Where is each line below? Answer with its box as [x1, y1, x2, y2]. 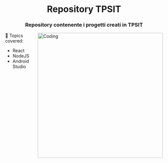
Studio [12, 63, 26, 69]
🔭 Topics [5, 32, 23, 38]
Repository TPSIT [46, 3, 121, 15]
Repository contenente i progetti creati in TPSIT [24, 21, 143, 28]
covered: [5, 38, 23, 44]
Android [12, 58, 29, 64]
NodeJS [12, 53, 29, 59]
